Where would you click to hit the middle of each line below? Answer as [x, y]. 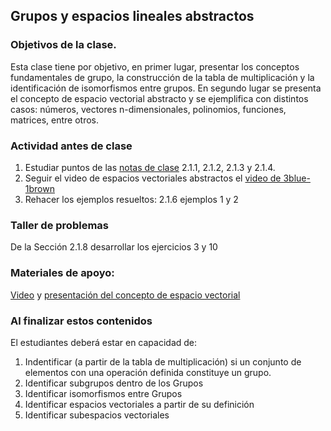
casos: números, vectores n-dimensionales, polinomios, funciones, [148, 109]
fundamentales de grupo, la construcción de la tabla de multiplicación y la [162, 77]
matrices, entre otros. [55, 120]
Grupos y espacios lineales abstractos [132, 16]
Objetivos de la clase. [63, 45]
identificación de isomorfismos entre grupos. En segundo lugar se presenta [166, 88]
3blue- [297, 178]
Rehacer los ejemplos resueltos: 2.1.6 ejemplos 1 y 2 [131, 199]
